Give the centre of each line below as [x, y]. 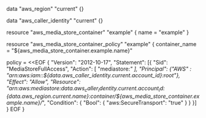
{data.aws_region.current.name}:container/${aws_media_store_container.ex [103, 96]
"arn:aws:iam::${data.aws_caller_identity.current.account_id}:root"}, [93, 75]
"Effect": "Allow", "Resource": [44, 82]
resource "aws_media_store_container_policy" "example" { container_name [101, 44]
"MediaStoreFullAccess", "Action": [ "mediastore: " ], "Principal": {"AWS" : [99, 69]
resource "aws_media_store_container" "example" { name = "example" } [97, 32]
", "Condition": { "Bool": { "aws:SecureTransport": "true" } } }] [120, 102]
